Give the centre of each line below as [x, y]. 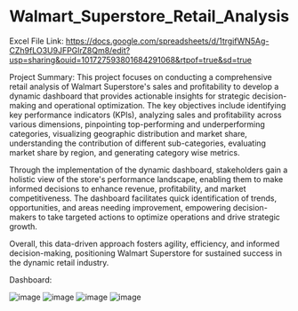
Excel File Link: [36, 41]
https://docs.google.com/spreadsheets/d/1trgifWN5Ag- [167, 41]
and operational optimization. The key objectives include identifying [162, 105]
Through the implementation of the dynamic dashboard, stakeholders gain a [149, 170]
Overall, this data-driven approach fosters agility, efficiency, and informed [145, 243]
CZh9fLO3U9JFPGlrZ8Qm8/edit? [70, 50]
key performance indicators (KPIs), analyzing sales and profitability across [145, 115]
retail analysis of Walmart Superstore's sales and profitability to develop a [144, 86]
